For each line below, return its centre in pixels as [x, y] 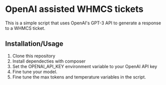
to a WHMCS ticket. [25, 28]
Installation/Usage [34, 44]
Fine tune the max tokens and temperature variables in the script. [79, 77]
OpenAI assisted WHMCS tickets [74, 9]
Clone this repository [34, 56]
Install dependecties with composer [49, 61]
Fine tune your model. [35, 72]
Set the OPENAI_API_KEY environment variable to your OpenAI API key [85, 66]
